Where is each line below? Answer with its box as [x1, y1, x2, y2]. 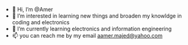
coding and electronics [12, 19, 70, 26]
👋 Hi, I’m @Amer [12, 6, 53, 13]
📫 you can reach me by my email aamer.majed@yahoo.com [12, 32, 163, 39]
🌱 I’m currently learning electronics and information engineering [12, 25, 172, 32]
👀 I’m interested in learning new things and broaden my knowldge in [12, 12, 182, 19]
